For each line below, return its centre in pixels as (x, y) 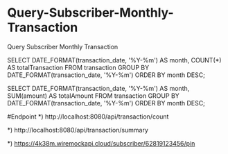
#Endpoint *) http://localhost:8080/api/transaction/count (88, 117)
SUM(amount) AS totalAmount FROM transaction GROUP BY (94, 96)
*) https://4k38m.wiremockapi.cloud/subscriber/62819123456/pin (101, 143)
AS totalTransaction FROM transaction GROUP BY (78, 67)
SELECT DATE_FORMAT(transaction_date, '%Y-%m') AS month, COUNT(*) (114, 60)
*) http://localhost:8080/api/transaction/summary (78, 130)
